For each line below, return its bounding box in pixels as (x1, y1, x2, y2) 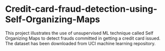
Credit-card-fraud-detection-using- (5, 3, 158, 15)
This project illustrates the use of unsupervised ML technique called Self (5, 30, 154, 36)
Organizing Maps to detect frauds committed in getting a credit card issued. (5, 35, 161, 41)
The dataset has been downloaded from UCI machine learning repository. (5, 40, 156, 46)
